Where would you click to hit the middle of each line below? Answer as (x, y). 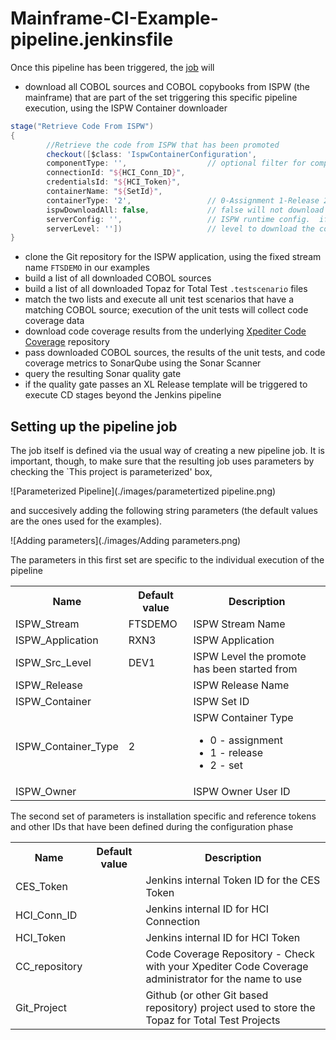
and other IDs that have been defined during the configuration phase (152, 827)
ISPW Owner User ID (242, 792)
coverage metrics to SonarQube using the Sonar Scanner (143, 363)
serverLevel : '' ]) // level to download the (180, 228)
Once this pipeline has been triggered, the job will (112, 67)
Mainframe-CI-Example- (114, 18)
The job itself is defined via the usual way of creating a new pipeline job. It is (167, 451)
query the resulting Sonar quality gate (103, 374)
